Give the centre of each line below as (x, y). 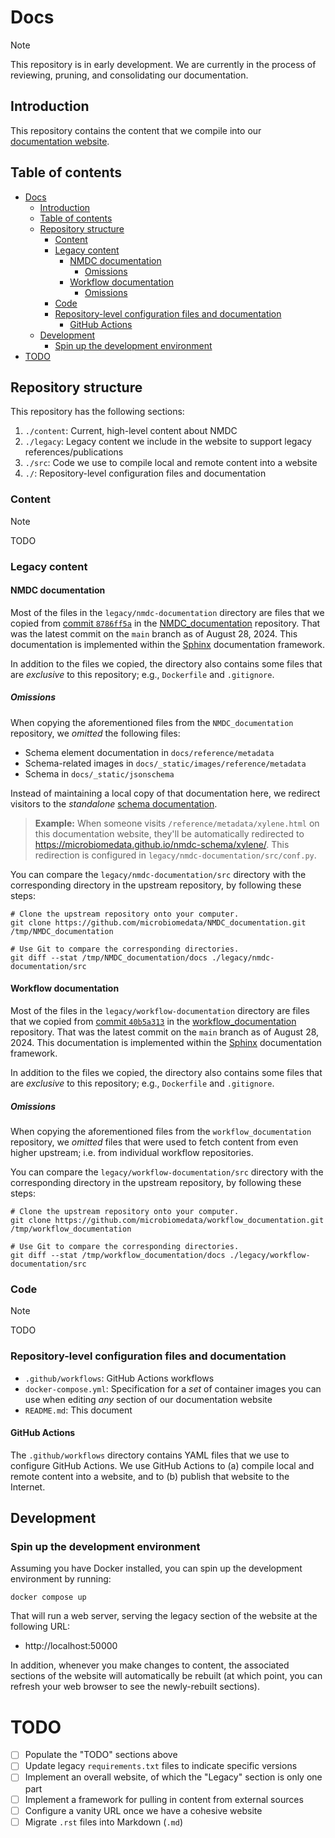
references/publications (74, 452)
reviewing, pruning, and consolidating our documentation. (129, 75)
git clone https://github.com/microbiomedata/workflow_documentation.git (167, 1220)
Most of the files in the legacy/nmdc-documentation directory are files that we (167, 612)
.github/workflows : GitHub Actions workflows (119, 1378)
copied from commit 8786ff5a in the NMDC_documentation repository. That (165, 623)
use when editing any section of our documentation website (148, 1399)
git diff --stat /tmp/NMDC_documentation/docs (109, 957)
